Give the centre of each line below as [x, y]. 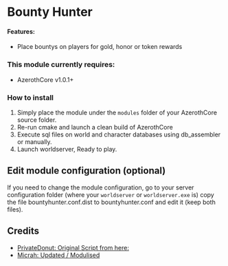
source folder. [37, 120]
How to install [30, 97]
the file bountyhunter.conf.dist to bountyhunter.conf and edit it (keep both [112, 202]
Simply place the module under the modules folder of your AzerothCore [117, 112]
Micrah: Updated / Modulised [58, 255]
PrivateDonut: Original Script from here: [73, 247]
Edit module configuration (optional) [87, 171]
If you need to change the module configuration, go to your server [101, 187]
